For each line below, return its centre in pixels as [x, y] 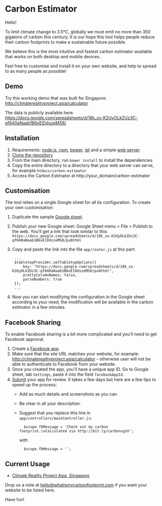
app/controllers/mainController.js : [55, 418]
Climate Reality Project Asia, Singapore [51, 475]
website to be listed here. [30, 490]
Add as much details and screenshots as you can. [68, 394]
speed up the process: [34, 385]
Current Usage [27, 464]
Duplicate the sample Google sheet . [47, 217]
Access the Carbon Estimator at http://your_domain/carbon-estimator [81, 175]
